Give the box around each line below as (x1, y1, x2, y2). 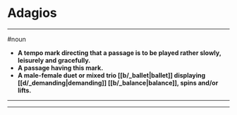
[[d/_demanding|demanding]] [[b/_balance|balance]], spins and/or (17, 78, 219, 87)
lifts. (17, 86, 32, 95)
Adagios (7, 5, 58, 21)
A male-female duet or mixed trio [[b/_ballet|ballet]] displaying (17, 71, 206, 79)
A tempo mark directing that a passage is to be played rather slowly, (17, 48, 221, 57)
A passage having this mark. (17, 63, 104, 72)
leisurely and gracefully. (17, 56, 91, 64)
